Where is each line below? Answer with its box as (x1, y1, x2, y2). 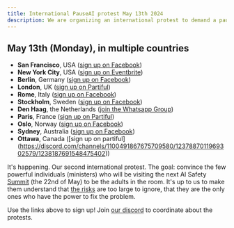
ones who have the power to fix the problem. (7, 193, 136, 201)
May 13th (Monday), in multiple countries (7, 42, 189, 54)
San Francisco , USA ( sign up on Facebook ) (17, 60, 143, 70)
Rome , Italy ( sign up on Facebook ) (17, 90, 117, 99)
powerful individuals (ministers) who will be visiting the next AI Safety (7, 170, 207, 179)
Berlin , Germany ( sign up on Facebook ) (17, 76, 131, 84)
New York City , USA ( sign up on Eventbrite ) (17, 68, 143, 76)
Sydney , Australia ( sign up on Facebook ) (17, 127, 135, 136)
